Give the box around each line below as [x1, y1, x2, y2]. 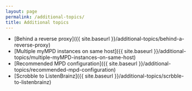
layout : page [5, 8, 38, 15]
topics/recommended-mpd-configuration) [14, 66, 116, 73]
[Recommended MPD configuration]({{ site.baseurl [14, 60, 137, 67]
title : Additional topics [5, 19, 69, 25]
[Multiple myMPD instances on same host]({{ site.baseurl [14, 48, 153, 55]
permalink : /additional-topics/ [5, 14, 85, 20]
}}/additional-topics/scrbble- [114, 72, 184, 79]
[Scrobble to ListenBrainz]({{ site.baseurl [14, 72, 113, 79]
